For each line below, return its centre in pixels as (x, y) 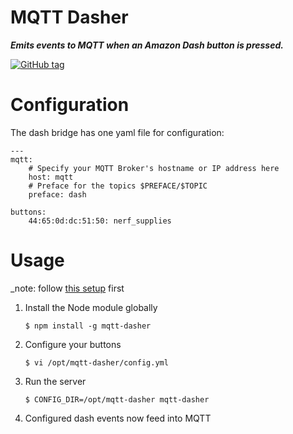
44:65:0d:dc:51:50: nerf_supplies (100, 221)
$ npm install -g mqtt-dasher (88, 326)
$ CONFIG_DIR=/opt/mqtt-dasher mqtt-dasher (117, 399)
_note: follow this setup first (67, 288)
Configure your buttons (73, 344)
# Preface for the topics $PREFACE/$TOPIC (118, 186)
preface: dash (57, 194)
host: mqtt (51, 177)
